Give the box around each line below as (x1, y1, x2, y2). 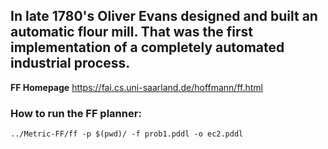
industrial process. (10, 55, 131, 72)
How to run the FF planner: (10, 106, 142, 120)
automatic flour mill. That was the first (10, 24, 253, 41)
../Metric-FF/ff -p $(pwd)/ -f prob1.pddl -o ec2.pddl (10, 129, 244, 139)
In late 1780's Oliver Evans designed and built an (10, 8, 318, 25)
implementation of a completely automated (10, 39, 285, 56)
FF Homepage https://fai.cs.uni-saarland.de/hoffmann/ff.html (10, 81, 263, 93)
